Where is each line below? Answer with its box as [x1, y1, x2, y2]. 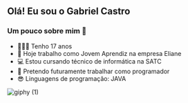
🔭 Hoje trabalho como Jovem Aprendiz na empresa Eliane [17, 49, 182, 57]
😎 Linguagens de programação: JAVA [17, 74, 126, 82]
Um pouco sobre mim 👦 [7, 26, 87, 36]
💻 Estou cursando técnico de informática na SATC [17, 57, 162, 65]
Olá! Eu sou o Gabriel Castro [7, 6, 131, 17]
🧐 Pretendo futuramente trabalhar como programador [17, 67, 170, 75]
